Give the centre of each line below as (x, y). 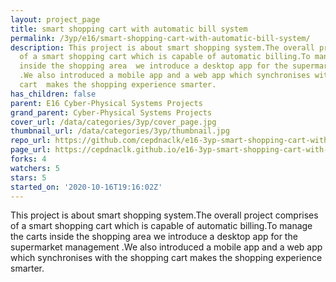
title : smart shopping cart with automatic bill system (129, 29)
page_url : (31, 150)
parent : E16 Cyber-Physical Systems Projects (106, 103)
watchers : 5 (35, 168)
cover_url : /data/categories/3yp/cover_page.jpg (113, 122)
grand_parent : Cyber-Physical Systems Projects (111, 112)
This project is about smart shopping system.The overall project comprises (164, 215)
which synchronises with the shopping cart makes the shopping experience (166, 258)
